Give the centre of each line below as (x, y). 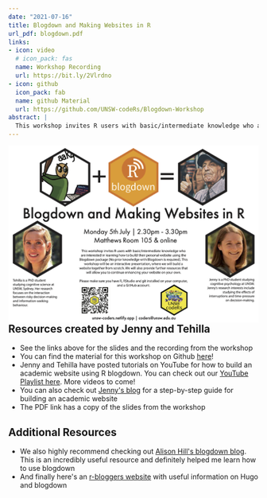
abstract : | (28, 118)
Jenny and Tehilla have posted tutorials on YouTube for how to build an (136, 365)
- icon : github (33, 84)
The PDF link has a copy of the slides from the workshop (112, 407)
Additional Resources (62, 432)
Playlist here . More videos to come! (77, 382)
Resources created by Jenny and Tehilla (109, 329)
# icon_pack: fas (44, 59)
